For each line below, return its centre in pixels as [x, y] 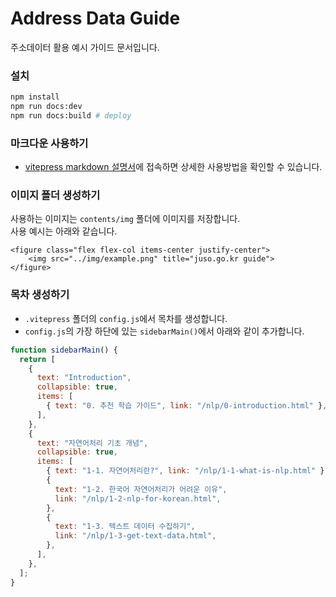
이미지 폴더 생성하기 [55, 195]
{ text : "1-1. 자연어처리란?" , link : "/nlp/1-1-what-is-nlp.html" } [185, 471]
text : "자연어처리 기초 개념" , [92, 443]
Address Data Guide [95, 18]
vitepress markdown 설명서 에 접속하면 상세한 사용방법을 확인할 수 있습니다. [173, 167]
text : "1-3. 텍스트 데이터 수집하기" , [125, 527]
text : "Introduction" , [84, 378]
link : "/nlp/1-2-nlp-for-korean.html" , [138, 498]
